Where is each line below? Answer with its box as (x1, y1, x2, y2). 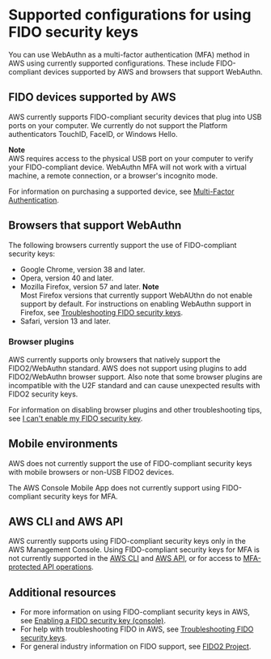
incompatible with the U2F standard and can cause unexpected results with (8, 380, 260, 390)
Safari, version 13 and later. (19, 316, 111, 326)
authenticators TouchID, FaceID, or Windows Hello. (8, 129, 178, 139)
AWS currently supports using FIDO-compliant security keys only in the (8, 537, 247, 546)
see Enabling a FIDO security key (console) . (19, 616, 167, 626)
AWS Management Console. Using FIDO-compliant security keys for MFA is (8, 545, 260, 554)
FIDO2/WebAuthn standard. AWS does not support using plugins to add (8, 363, 247, 373)
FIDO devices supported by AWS (8, 91, 176, 105)
